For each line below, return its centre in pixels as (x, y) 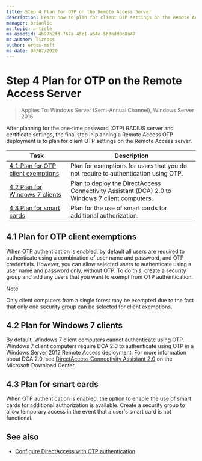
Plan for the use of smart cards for (119, 208)
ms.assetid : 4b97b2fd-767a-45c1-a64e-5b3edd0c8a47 (71, 34)
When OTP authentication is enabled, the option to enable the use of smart (99, 399)
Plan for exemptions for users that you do (129, 166)
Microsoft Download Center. (41, 365)
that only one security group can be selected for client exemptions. (89, 307)
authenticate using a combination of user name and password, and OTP (95, 258)
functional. (20, 418)
